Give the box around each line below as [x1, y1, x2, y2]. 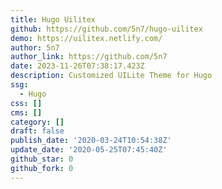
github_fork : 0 [10, 163, 74, 173]
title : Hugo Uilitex [10, 14, 97, 25]
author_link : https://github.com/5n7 [10, 52, 168, 62]
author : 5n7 [10, 42, 60, 53]
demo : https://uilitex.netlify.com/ [10, 33, 163, 43]
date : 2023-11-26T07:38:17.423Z [10, 61, 145, 71]
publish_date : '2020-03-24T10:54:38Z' [10, 136, 172, 146]
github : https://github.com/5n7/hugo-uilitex [10, 24, 203, 34]
